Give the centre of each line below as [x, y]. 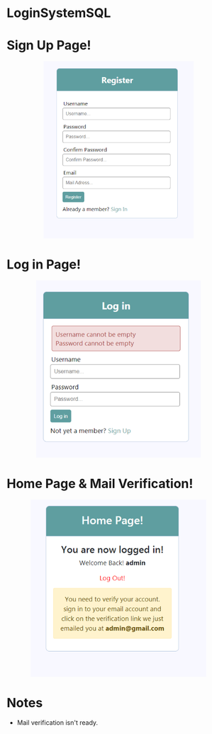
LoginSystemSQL [59, 13]
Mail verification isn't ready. [57, 722]
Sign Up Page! [49, 46]
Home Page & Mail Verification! [100, 484]
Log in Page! [44, 265]
